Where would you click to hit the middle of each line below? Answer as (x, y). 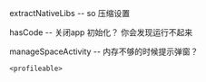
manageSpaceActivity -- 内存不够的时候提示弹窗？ (104, 51)
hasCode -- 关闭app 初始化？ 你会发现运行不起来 (101, 32)
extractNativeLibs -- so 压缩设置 (69, 13)
